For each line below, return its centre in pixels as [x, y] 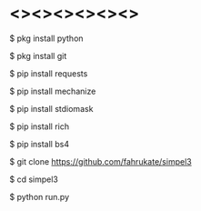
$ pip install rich [40, 126]
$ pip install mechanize [53, 91]
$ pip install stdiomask [51, 108]
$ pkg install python [46, 38]
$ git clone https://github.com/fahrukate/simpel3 [101, 161]
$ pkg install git [38, 55]
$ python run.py [40, 196]
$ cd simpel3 [34, 179]
